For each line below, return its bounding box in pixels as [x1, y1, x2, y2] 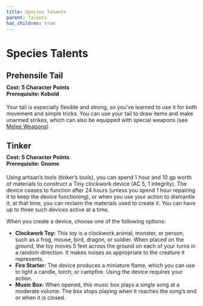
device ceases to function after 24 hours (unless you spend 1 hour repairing [6, 186, 196, 194]
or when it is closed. [15, 294, 66, 301]
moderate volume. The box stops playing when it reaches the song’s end [15, 287, 197, 294]
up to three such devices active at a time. [6, 206, 109, 213]
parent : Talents [6, 15, 47, 21]
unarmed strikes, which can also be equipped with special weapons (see [6, 117, 188, 124]
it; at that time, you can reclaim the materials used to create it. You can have [6, 199, 196, 206]
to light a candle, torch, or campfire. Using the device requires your [15, 268, 183, 275]
